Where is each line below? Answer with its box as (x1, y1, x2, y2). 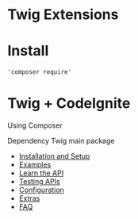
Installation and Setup (18, 152, 90, 161)
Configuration (18, 185, 64, 195)
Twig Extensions (7, 6, 119, 24)
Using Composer (7, 121, 63, 130)
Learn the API (18, 168, 64, 178)
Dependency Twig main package (7, 136, 115, 146)
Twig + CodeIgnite (7, 94, 131, 113)
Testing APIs (18, 177, 60, 186)
